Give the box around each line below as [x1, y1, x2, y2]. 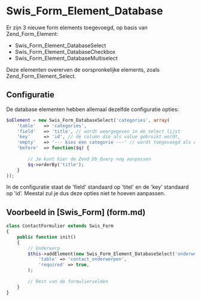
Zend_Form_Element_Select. [6, 72, 77, 79]
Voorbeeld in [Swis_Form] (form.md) [6, 207, 146, 217]
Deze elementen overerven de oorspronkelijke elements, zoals [6, 66, 160, 73]
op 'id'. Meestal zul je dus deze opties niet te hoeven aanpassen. [6, 190, 166, 197]
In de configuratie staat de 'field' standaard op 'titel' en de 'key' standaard [6, 183, 189, 191]
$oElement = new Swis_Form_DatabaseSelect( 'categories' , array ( [6, 117, 170, 123]
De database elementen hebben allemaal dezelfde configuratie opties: [6, 106, 179, 113]
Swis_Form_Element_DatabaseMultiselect [14, 54, 118, 62]
